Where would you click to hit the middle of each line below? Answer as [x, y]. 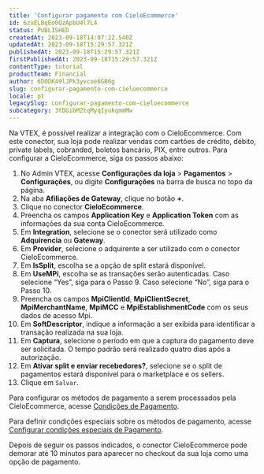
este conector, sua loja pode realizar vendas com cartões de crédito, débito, [133, 141]
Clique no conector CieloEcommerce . [82, 207]
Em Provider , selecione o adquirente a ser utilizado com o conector [130, 248]
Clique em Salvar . [50, 382]
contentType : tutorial [46, 67]
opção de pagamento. [45, 462]
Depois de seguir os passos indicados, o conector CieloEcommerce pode [128, 445]
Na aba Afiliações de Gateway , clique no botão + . [102, 198]
